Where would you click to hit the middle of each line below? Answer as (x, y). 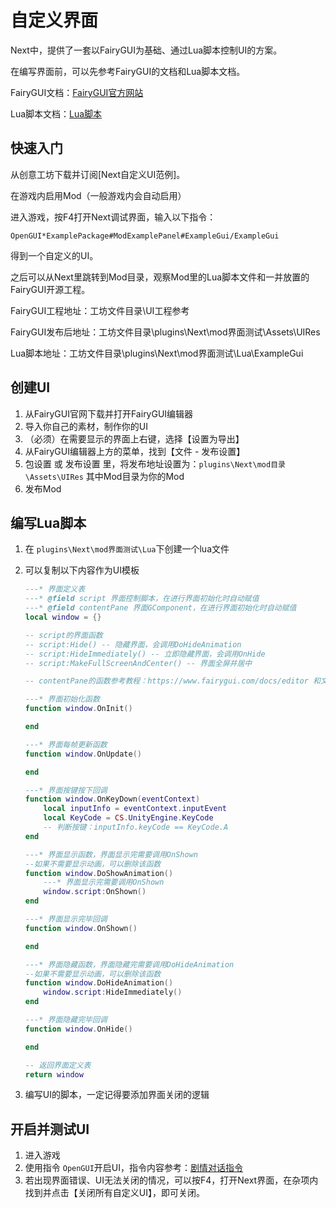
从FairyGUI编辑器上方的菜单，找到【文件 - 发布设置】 (135, 451)
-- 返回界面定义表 (58, 1065)
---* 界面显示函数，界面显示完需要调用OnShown (111, 854)
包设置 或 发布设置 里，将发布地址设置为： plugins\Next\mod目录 (155, 463)
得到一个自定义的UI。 (54, 255)
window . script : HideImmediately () (113, 992)
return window (54, 1074)
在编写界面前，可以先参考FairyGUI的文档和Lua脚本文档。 (128, 71)
